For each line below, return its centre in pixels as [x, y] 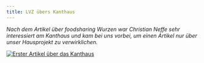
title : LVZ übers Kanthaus [41, 12]
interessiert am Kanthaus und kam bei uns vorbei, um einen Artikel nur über [102, 35]
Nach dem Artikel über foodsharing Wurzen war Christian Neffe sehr [93, 29]
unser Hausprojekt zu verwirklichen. [52, 42]
